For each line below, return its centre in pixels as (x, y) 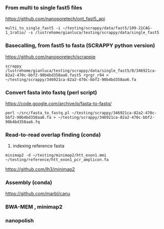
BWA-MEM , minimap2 (34, 207)
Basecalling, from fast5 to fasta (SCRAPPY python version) (80, 46)
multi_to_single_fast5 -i (33, 28)
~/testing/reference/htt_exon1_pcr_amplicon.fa (57, 160)
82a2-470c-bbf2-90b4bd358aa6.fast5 (43, 75)
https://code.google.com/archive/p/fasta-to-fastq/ (58, 103)
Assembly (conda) (29, 182)
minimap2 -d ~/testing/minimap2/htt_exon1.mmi (56, 155)
